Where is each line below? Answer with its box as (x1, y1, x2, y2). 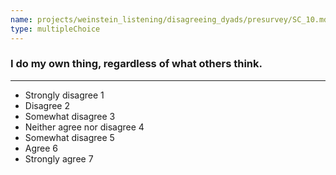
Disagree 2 (24, 99, 70, 111)
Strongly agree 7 (24, 152, 94, 165)
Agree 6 (24, 142, 59, 154)
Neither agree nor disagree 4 (24, 121, 145, 133)
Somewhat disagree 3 (24, 110, 116, 122)
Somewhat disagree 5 (24, 131, 115, 143)
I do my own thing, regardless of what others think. (10, 57, 263, 71)
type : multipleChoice (10, 24, 101, 34)
